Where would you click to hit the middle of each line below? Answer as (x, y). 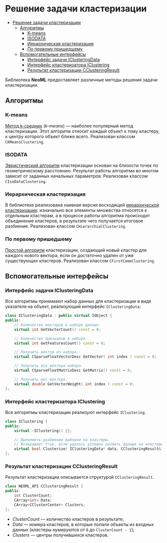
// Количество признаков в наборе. (51, 339)
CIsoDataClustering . (26, 181)
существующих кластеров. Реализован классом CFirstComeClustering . (80, 261)
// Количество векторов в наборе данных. (57, 325)
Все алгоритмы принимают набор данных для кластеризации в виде (78, 301)
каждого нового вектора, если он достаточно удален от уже (70, 255)
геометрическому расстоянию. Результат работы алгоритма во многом (82, 170)
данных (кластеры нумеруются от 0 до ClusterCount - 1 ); (73, 530)
